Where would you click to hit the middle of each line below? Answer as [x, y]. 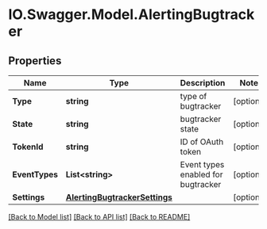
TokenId [28, 147]
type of [193, 96]
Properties [35, 61]
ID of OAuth [202, 142]
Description [203, 83]
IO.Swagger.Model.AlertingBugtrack [132, 15]
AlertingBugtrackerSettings [119, 197]
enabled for [201, 174]
